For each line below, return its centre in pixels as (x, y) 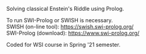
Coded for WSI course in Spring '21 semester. (63, 45)
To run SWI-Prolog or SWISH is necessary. (60, 20)
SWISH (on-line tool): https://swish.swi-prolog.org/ (70, 27)
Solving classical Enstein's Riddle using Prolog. (65, 9)
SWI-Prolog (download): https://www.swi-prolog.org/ (73, 33)
